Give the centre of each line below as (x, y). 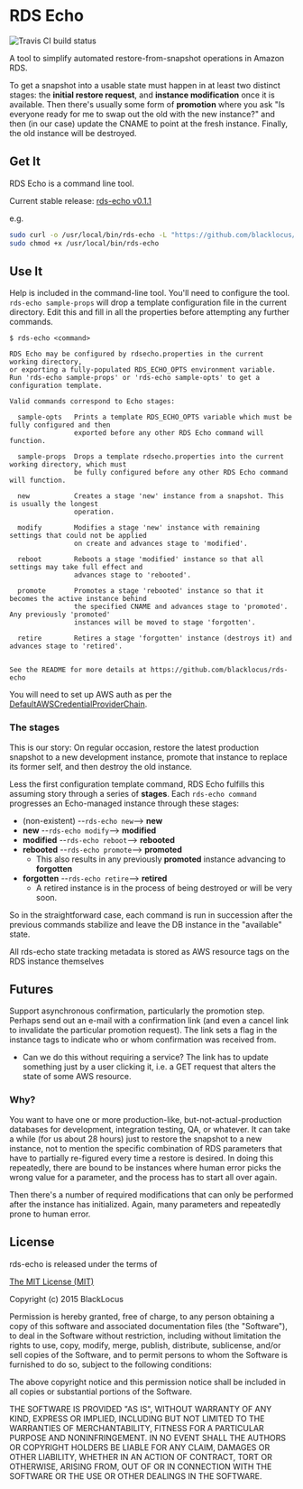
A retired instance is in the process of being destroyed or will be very (164, 888)
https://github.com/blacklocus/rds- (219, 670)
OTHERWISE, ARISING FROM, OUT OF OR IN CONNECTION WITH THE (141, 1466)
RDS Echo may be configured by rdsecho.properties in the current (137, 354)
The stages (35, 727)
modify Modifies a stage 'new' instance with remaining (138, 528)
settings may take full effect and (76, 568)
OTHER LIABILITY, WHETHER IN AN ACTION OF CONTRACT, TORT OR (141, 1457)
